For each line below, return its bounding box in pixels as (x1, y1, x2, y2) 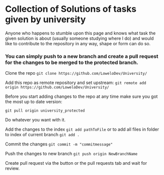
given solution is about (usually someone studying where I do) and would (5, 35, 154, 41)
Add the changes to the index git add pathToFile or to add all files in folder (5, 126, 159, 132)
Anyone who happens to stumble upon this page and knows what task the (5, 30, 156, 36)
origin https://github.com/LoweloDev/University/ (5, 85, 110, 90)
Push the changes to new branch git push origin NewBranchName (5, 151, 138, 157)
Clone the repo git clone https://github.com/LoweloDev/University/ (5, 70, 147, 76)
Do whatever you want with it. (5, 117, 66, 123)
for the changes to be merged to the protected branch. (5, 59, 138, 66)
